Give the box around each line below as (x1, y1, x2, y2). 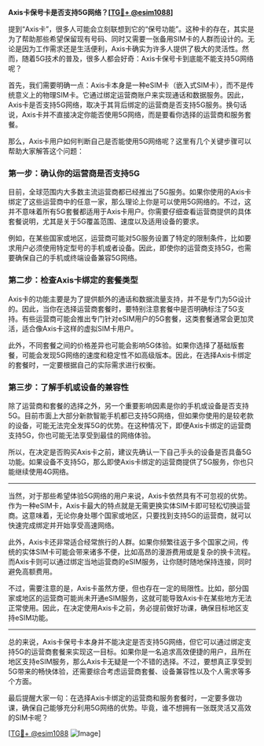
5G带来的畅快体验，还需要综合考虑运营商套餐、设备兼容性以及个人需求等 (8, 667, 245, 676)
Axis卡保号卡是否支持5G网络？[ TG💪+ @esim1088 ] (8, 8, 174, 17)
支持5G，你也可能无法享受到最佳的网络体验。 (8, 430, 156, 440)
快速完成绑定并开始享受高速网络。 (8, 520, 119, 530)
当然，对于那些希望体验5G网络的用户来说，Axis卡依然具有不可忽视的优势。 (8, 491, 251, 500)
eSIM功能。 (14, 613, 53, 622)
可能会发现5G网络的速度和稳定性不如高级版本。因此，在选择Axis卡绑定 (21, 350, 251, 360)
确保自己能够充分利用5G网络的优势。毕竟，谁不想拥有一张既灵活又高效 (21, 703, 251, 712)
